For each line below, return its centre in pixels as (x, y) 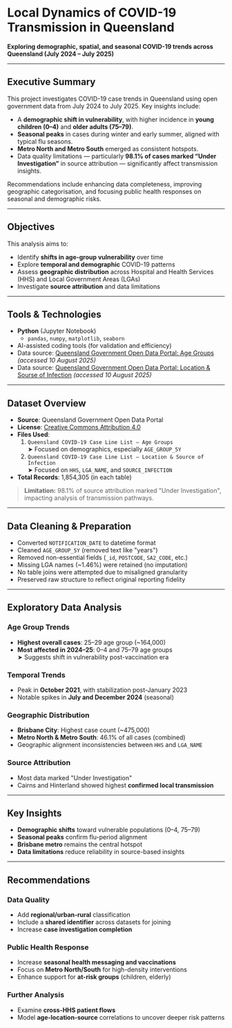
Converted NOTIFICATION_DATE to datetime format (87, 543)
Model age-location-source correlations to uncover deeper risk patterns (121, 1017)
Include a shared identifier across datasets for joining (94, 922)
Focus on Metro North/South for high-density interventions (102, 970)
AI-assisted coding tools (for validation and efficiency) (94, 346)
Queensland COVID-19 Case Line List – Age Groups (100, 443)
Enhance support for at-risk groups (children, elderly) (94, 977)
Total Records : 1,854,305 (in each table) (75, 477)
